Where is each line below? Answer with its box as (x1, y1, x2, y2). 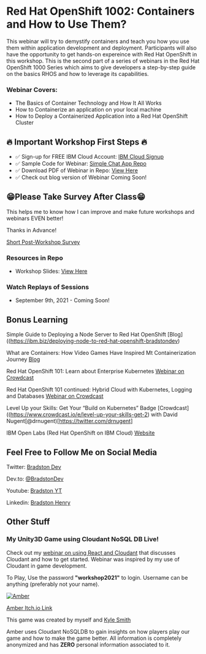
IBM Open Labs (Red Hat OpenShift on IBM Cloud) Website (6, 429, 155, 436)
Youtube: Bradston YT (6, 487, 63, 495)
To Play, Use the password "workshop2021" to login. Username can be (6, 574, 188, 581)
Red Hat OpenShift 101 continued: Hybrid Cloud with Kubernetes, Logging (6, 386, 193, 394)
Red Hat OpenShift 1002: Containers (6, 4, 195, 18)
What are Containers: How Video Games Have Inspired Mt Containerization (6, 349, 196, 357)
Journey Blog (6, 356, 40, 363)
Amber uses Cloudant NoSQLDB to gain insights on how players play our (6, 628, 190, 635)
